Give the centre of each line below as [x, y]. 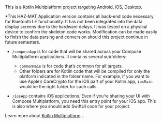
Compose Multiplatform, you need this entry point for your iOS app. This [84, 101]
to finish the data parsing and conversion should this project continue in [77, 37]
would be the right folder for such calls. [59, 86]
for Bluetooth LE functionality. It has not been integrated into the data [74, 22]
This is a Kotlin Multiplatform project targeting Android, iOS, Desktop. [74, 7]
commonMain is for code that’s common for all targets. [71, 66]
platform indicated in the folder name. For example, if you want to [84, 76]
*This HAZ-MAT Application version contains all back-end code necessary [79, 16]
